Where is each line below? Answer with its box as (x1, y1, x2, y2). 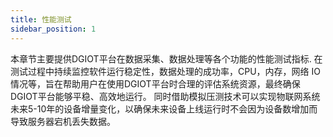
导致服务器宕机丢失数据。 (10, 115, 116, 127)
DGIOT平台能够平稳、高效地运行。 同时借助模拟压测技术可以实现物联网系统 (10, 90, 321, 102)
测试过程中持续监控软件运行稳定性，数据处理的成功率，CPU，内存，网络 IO (10, 65, 321, 77)
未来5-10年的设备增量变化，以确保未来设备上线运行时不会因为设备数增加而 (10, 102, 318, 115)
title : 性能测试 (10, 14, 72, 25)
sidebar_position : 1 (10, 24, 97, 34)
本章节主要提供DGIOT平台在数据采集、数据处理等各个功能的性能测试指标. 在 (10, 52, 323, 65)
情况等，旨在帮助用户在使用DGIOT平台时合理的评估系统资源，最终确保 (10, 77, 301, 90)
